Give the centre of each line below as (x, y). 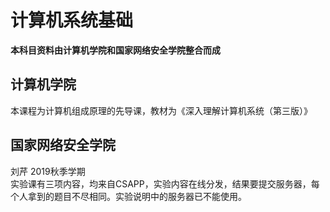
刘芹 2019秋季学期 (48, 171)
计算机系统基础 (72, 20)
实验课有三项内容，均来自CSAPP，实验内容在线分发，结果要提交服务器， (161, 183)
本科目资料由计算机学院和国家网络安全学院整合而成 (115, 50)
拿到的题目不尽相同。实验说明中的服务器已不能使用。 (137, 196)
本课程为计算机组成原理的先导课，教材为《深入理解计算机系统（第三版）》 (161, 110)
